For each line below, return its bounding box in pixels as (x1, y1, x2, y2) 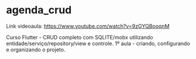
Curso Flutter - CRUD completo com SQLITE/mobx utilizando (6, 34, 154, 40)
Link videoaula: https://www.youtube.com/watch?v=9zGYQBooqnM (6, 23, 170, 30)
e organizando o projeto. (6, 46, 66, 53)
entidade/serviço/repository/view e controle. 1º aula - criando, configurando (6, 40, 191, 47)
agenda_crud (6, 3, 72, 17)
